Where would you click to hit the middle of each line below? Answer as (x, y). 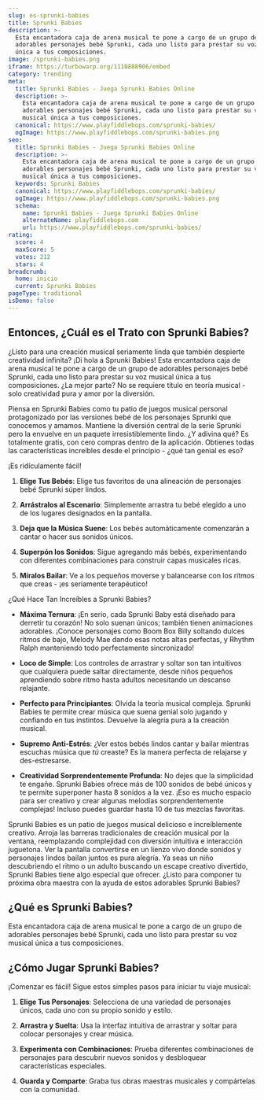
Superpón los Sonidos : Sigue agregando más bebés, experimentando (133, 552)
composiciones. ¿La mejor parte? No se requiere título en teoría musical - (127, 385)
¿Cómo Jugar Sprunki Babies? (84, 967)
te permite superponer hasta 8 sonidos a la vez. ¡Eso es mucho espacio (135, 792)
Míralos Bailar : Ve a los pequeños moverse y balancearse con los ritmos (137, 575)
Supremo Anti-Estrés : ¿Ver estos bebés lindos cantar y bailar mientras (134, 744)
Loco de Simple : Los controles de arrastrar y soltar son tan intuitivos (130, 663)
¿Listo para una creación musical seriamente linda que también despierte (126, 352)
